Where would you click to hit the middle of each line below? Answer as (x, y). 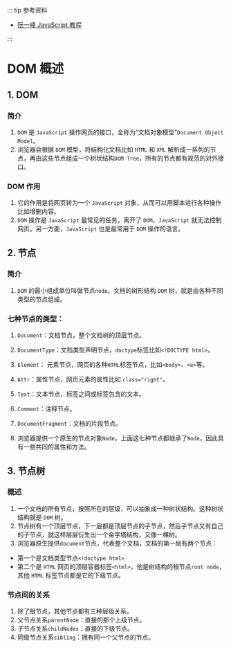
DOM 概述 (36, 69)
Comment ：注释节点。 (46, 409)
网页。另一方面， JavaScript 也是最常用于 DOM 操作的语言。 (101, 229)
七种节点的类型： (36, 318)
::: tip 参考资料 (27, 10)
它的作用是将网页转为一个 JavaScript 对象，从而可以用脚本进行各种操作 (119, 203)
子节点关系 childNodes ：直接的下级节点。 (75, 629)
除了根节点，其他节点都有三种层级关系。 (75, 611)
